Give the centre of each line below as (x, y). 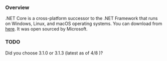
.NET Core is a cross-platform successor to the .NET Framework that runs (81, 18)
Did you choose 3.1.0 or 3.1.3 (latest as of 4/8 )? (54, 53)
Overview (17, 7)
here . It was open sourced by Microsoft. (46, 29)
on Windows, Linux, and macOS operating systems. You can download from (84, 23)
